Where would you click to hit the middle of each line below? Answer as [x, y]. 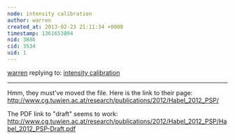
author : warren [29, 20]
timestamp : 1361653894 [40, 33]
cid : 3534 [22, 46]
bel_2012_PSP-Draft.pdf [42, 128]
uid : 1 [17, 53]
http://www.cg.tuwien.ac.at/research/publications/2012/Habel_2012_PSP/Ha [117, 121]
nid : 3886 [22, 40]
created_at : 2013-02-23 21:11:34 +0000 [65, 27]
